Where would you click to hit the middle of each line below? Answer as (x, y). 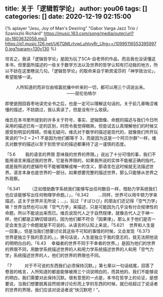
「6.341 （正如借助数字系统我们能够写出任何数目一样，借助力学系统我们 (81, 189)
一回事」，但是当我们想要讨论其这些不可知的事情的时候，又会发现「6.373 (78, 231)
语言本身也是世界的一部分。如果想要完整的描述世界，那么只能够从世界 (83, 172)
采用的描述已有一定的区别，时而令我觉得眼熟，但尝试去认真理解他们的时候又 (81, 126)
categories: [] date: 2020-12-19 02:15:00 (68, 17)
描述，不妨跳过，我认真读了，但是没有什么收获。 (62, 109)
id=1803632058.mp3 (26, 38)
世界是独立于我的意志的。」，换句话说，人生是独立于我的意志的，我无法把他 (79, 237)
